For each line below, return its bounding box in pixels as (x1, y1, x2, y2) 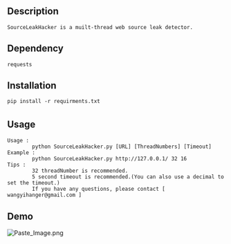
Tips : (7, 162, 26, 169)
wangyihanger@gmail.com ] (7, 191, 82, 199)
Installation (7, 79, 57, 92)
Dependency (7, 43, 64, 55)
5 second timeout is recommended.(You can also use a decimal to (32, 173, 225, 180)
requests (7, 61, 33, 68)
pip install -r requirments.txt (7, 98, 100, 105)
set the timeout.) (7, 180, 60, 187)
